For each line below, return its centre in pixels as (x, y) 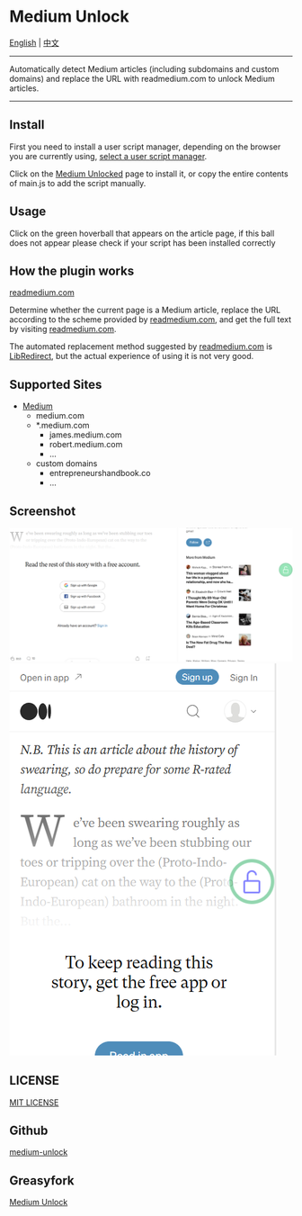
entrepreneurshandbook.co (100, 473)
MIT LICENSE (34, 1102)
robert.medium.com (86, 445)
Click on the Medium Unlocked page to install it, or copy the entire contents (149, 174)
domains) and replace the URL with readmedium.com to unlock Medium (142, 78)
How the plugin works (72, 270)
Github (29, 1130)
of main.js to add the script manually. (78, 183)
